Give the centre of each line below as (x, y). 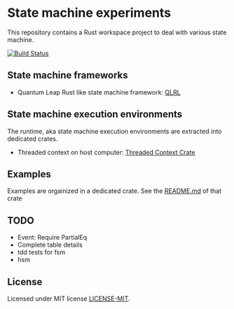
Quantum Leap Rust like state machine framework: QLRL (99, 92)
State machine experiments (89, 13)
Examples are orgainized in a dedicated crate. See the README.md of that (115, 191)
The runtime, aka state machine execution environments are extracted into (115, 131)
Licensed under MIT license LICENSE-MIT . (69, 298)
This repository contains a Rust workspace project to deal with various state (117, 32)
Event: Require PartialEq (52, 238)
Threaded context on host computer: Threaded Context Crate (106, 152)
